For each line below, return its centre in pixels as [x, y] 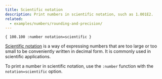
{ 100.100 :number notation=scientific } [48, 37]
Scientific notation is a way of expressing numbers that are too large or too [81, 46]
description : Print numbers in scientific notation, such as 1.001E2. [79, 14]
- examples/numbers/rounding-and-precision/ [56, 23]
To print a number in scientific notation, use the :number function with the [79, 66]
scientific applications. [28, 57]
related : [14, 19]
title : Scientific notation [34, 10]
